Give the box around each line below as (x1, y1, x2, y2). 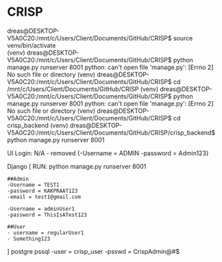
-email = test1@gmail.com (7, 193, 81, 200)
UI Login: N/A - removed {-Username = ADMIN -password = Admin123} (7, 148, 209, 157)
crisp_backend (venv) (7, 121, 69, 129)
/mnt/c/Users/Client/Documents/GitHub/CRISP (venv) (7, 85, 159, 93)
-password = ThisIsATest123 (7, 211, 88, 218)
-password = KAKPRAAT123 (7, 187, 78, 194)
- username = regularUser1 (7, 229, 84, 236)
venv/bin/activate (7, 41, 56, 49)
